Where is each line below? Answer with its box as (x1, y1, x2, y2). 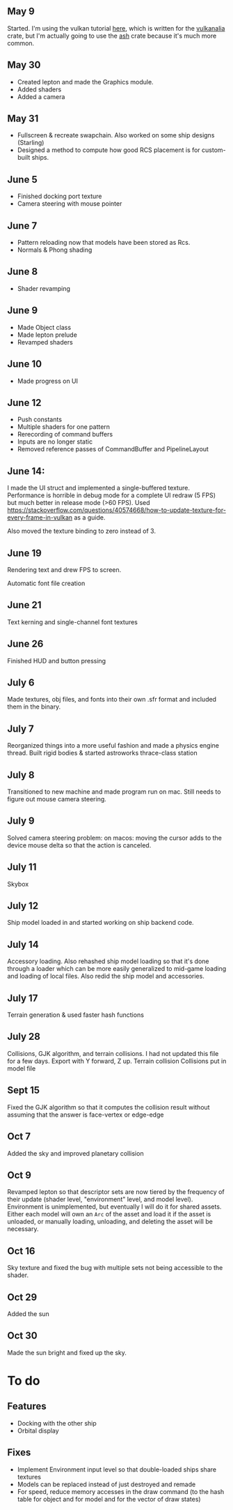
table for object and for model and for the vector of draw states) (17, 1495, 201, 1503)
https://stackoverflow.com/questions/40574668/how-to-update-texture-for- (7, 506, 226, 515)
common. (7, 38, 35, 47)
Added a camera (17, 92, 65, 100)
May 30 (7, 59, 41, 71)
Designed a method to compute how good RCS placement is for (17, 146, 200, 154)
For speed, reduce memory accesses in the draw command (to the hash (17, 1487, 225, 1495)
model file (7, 1064, 36, 1073)
